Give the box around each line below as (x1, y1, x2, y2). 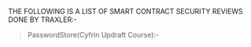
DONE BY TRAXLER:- (8, 15, 77, 24)
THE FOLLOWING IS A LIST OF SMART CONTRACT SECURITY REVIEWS (8, 7, 243, 16)
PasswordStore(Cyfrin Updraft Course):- (27, 31, 160, 39)
